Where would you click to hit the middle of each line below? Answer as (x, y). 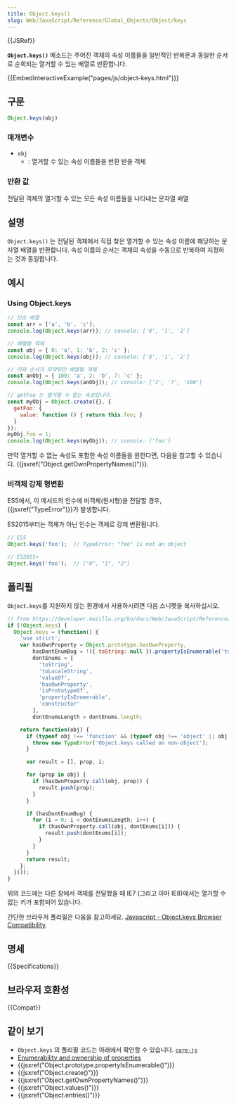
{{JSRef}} (21, 40)
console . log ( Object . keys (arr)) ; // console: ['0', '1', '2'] (99, 331)
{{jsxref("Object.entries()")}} (59, 1095)
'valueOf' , (54, 678)
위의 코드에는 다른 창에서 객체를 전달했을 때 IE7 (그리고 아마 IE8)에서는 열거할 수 (117, 894)
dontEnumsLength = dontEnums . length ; (87, 717)
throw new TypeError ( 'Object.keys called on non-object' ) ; (121, 743)
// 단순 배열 (24, 318)
